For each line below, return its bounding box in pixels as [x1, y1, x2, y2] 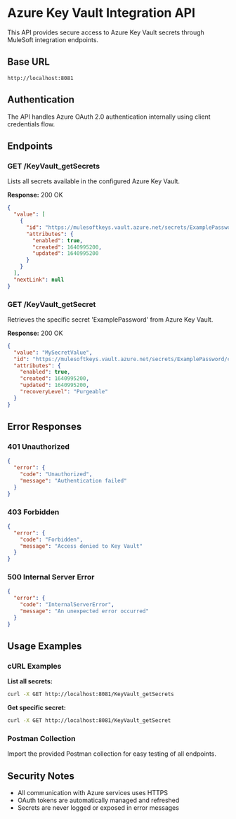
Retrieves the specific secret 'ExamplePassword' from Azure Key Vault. [7, 315, 214, 324]
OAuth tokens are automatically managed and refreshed [17, 796, 180, 805]
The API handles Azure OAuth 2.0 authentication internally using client [7, 112, 211, 121]
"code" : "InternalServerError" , [20, 601, 114, 608]
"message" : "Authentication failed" [20, 477, 128, 484]
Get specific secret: [7, 704, 67, 712]
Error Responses [7, 421, 82, 433]
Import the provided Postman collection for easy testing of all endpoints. [7, 749, 216, 758]
